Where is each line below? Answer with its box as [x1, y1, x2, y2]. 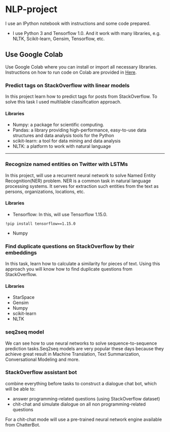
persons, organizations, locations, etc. [5, 188, 85, 194]
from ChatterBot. [5, 421, 40, 427]
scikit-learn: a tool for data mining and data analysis [12, 138, 121, 144]
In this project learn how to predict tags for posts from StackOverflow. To [5, 93, 158, 99]
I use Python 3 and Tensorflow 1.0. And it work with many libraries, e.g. [12, 30, 161, 36]
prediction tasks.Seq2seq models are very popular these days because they [5, 345, 164, 351]
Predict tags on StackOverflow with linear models [5, 82, 130, 89]
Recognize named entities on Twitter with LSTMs [5, 161, 128, 168]
